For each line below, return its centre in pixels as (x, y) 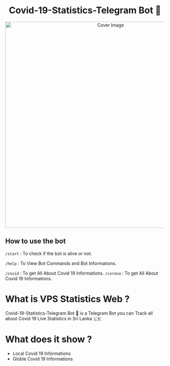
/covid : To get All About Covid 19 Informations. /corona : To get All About (82, 273)
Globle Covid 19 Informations (43, 359)
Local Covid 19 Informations (41, 353)
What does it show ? (49, 339)
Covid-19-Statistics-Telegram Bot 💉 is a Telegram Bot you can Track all (79, 313)
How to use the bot (35, 241)
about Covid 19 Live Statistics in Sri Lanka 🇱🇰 (53, 318)
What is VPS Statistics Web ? (68, 299)
